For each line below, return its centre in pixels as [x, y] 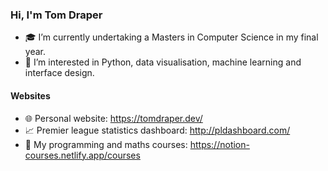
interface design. [59, 73]
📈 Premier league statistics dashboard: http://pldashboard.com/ [157, 130]
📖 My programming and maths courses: [106, 144]
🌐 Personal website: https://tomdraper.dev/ [113, 118]
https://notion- [219, 144]
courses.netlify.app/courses [82, 155]
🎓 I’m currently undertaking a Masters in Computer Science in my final [171, 37]
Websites [30, 95]
